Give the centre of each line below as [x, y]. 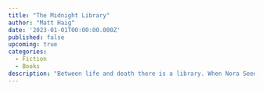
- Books [28, 67]
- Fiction [31, 59]
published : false [36, 37]
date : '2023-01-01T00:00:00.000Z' [65, 30]
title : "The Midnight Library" [59, 15]
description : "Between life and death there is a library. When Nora [124, 74]
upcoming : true [33, 45]
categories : [27, 52]
